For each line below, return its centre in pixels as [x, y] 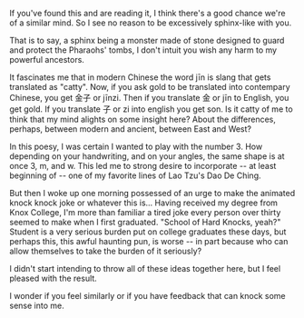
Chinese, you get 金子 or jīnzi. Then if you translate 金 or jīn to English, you [149, 98]
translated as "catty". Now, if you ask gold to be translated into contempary [150, 87]
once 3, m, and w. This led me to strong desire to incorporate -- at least [143, 166]
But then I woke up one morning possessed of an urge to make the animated [152, 193]
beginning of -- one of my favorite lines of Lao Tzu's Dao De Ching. [135, 175]
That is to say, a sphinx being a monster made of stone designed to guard [147, 40]
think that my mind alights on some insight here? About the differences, [143, 119]
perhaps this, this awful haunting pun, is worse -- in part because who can [149, 241]
